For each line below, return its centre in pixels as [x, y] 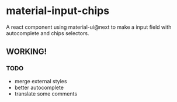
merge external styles [41, 81]
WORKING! [27, 52]
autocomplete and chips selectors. [48, 33]
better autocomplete [39, 87]
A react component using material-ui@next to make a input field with [89, 27]
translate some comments [46, 93]
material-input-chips [58, 11]
